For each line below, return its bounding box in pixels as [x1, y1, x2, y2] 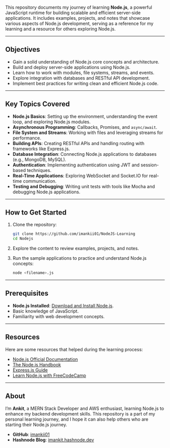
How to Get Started [5, 208, 67, 217]
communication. [23, 178, 57, 184]
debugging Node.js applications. [12, 189, 81, 195]
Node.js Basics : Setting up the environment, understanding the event [12, 113, 158, 119]
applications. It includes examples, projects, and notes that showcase [5, 15, 150, 21]
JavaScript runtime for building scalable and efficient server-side [5, 10, 141, 16]
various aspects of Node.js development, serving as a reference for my [5, 20, 154, 26]
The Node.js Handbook [12, 361, 61, 367]
